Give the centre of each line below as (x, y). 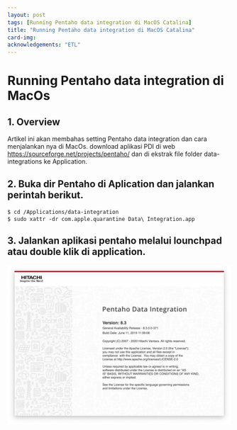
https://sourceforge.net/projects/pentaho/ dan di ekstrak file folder (105, 154)
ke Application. (65, 162)
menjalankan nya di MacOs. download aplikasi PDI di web (92, 147)
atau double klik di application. (77, 252)
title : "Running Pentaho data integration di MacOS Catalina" (101, 30)
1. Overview (34, 121)
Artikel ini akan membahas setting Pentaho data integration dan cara (107, 139)
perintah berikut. (45, 195)
